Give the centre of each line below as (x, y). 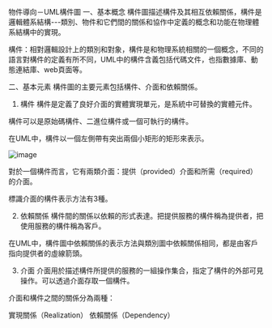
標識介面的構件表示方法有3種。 (60, 198)
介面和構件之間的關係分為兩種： (62, 298)
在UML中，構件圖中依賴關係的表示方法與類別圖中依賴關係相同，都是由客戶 (133, 243)
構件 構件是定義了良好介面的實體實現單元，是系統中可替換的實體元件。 (138, 104)
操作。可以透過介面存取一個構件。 (77, 281)
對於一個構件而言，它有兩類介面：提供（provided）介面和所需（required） (133, 171)
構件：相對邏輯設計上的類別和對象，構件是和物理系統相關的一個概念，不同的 (136, 49)
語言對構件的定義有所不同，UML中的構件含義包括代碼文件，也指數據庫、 (130, 60)
